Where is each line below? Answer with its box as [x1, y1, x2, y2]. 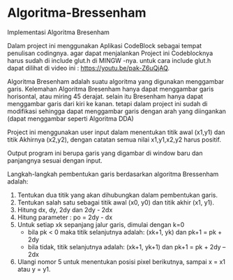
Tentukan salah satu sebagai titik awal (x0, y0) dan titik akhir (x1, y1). [17, 198, 215, 207]
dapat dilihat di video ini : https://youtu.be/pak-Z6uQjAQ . [7, 64, 170, 72]
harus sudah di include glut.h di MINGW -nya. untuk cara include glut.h [7, 56, 211, 64]
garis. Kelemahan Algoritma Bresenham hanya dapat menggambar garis [7, 84, 214, 93]
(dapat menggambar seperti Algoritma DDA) [7, 114, 134, 123]
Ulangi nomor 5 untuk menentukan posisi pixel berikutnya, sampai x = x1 [17, 257, 225, 266]
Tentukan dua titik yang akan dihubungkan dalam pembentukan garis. [17, 191, 218, 199]
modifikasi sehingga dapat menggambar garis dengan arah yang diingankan [7, 107, 227, 115]
